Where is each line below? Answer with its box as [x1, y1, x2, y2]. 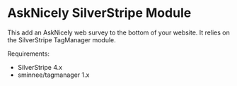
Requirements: [7, 49, 50, 58]
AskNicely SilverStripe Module [7, 5, 192, 21]
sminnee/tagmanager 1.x [17, 70, 90, 79]
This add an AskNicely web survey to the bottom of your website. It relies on [7, 28, 230, 37]
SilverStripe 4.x [17, 63, 62, 71]
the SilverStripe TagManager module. [7, 35, 116, 44]
